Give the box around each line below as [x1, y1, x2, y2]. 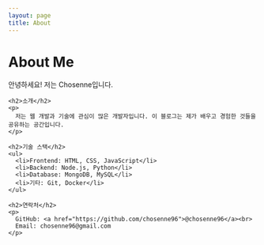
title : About [8, 19, 51, 27]
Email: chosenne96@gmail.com [15, 222, 111, 230]
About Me [8, 53, 74, 71]
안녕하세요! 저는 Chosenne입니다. [8, 80, 113, 89]
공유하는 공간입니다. [8, 121, 65, 129]
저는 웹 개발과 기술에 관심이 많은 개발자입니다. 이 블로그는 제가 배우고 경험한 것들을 [15, 112, 257, 121]
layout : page [8, 11, 51, 20]
